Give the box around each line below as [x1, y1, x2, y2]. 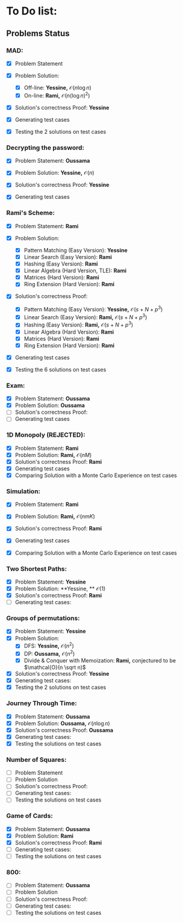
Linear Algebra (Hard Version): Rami [23, 328, 114, 335]
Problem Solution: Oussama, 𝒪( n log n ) [14, 720, 110, 727]
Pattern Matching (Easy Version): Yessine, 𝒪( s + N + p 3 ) [23, 305, 163, 313]
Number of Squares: [6, 755, 67, 764]
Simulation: [6, 487, 41, 495]
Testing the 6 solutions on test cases [14, 366, 107, 373]
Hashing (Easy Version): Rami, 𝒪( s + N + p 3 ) [23, 320, 134, 329]
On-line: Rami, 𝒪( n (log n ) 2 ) [23, 91, 90, 99]
